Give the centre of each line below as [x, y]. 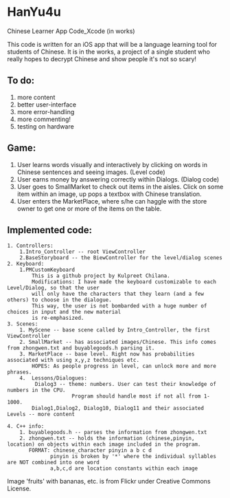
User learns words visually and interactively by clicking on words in [112, 164]
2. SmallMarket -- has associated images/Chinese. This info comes [118, 342]
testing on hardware [45, 126]
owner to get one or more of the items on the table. [89, 208]
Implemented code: [50, 230]
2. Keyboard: [26, 264]
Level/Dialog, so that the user [53, 288]
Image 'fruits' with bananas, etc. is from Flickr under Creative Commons [109, 481]
